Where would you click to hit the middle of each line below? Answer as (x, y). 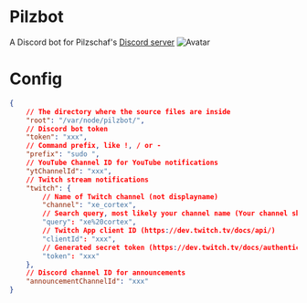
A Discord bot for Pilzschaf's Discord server (92, 42)
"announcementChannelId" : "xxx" (87, 282)
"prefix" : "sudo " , (63, 154)
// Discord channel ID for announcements (106, 273)
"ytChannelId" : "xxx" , (69, 171)
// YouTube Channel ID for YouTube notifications (122, 162)
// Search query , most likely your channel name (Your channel (165, 214)
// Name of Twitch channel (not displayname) (131, 197)
